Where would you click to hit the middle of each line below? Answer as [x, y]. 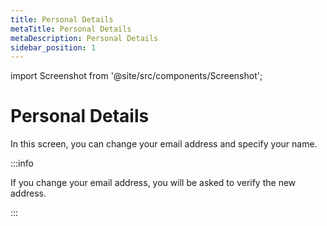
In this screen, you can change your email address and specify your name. [164, 144]
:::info [22, 163]
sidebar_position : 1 [53, 47]
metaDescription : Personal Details [84, 38]
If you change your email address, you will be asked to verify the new [153, 183]
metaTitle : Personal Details [71, 29]
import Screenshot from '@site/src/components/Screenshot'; [136, 76]
